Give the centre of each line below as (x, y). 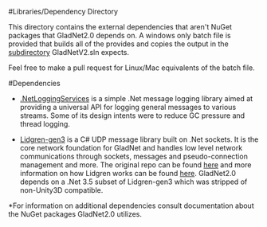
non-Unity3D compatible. (61, 190)
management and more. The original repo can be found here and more (135, 165)
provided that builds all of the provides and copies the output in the (118, 44)
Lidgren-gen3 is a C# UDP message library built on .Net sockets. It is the (139, 139)
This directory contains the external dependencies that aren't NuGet (120, 27)
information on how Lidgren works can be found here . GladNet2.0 (128, 173)
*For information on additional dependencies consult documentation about (131, 205)
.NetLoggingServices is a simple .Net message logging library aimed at (136, 98)
